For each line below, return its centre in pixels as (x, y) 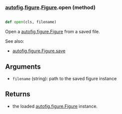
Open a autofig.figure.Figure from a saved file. (53, 32)
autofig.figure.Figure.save (39, 51)
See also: (15, 41)
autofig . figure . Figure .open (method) (50, 7)
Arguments (23, 66)
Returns (18, 94)
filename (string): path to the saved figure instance (64, 78)
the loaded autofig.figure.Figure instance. (55, 106)
